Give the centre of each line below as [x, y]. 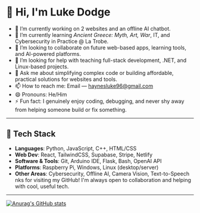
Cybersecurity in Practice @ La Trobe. [62, 41]
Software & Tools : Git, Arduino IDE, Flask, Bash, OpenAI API [88, 161]
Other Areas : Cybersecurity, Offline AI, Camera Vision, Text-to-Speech [102, 173]
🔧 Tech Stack [31, 134]
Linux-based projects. [42, 66]
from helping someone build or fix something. [71, 109]
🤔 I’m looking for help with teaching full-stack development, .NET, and [100, 60]
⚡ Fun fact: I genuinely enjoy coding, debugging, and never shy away [99, 101]
